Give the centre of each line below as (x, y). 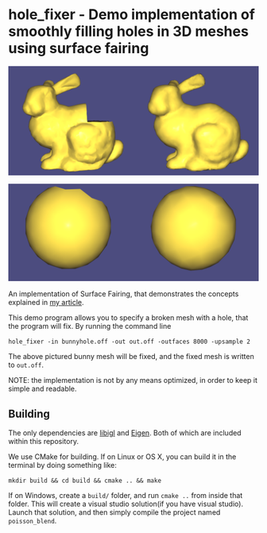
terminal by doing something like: (63, 465)
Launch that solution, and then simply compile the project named (114, 512)
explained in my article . (46, 303)
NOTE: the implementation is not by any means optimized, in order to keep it (133, 380)
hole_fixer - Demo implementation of (132, 15)
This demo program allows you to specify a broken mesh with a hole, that (128, 318)
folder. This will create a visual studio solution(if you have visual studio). (126, 504)
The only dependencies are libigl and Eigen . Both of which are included (125, 433)
